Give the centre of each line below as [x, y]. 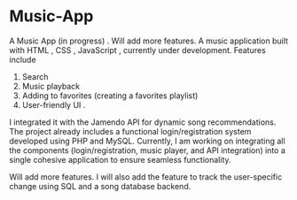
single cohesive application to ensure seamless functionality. [121, 159]
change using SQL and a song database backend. [100, 186]
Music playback [51, 86]
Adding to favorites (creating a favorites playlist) [110, 96]
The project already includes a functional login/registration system [130, 131]
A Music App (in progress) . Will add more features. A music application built [148, 41]
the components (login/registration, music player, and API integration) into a [148, 150]
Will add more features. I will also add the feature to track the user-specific [146, 177]
